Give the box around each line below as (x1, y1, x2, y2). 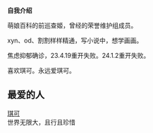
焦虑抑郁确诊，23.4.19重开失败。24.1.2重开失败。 (7, 52, 150, 59)
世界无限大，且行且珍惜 (7, 117, 75, 126)
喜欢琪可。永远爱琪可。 (7, 66, 75, 74)
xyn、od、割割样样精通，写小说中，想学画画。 (7, 36, 143, 45)
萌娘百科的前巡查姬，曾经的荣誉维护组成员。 (7, 21, 137, 30)
